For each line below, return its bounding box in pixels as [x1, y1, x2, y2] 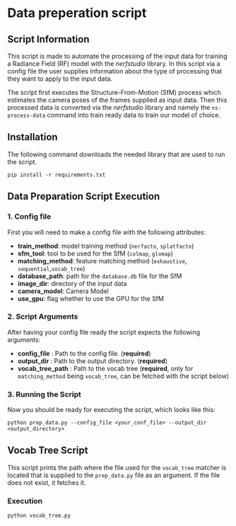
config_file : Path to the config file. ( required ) [17, 349, 151, 358]
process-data [7, 112, 46, 119]
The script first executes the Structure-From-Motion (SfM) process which [7, 88, 221, 96]
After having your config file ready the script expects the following [7, 328, 201, 336]
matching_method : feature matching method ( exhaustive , [17, 256, 187, 265]
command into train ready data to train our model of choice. [47, 111, 221, 119]
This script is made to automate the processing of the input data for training [7, 52, 228, 60]
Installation [7, 131, 58, 143]
